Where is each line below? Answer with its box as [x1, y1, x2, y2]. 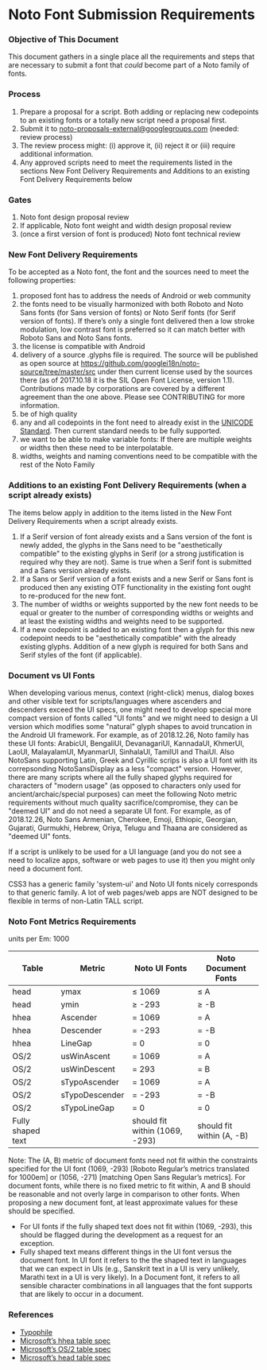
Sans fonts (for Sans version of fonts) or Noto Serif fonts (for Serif [19, 308, 236, 317]
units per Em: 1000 [8, 934, 70, 944]
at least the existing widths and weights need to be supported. [19, 616, 224, 626]
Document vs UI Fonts [8, 669, 95, 681]
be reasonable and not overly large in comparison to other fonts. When [8, 1190, 241, 1199]
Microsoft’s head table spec [19, 1353, 111, 1362]
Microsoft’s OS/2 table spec [19, 1344, 111, 1353]
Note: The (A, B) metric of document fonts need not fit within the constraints [8, 1155, 258, 1166]
